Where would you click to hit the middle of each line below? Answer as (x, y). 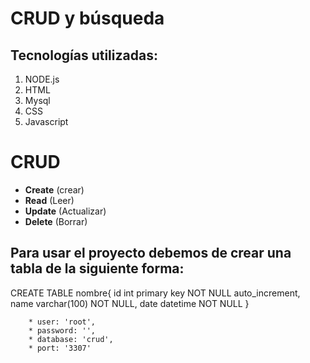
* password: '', (62, 330)
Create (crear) (54, 189)
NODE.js (42, 79)
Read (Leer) (49, 200)
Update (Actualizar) (65, 211)
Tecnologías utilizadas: (84, 55)
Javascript (46, 121)
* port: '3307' (60, 348)
